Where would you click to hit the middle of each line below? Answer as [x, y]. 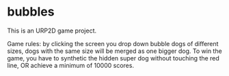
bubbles [31, 12]
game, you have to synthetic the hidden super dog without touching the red [113, 58]
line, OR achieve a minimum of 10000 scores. [71, 65]
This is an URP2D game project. [52, 31]
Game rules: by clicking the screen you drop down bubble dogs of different [113, 43]
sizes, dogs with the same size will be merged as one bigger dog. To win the [114, 51]
